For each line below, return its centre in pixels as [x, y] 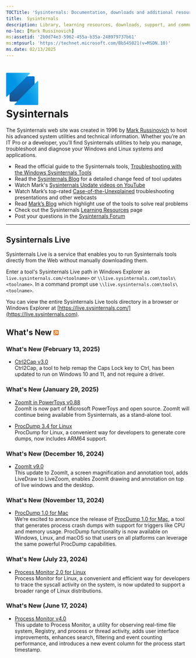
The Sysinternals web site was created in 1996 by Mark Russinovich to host [97, 130]
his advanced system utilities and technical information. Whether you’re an [96, 136]
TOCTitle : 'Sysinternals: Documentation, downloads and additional [90, 12]
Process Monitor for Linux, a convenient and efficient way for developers [102, 578]
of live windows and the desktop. [54, 485]
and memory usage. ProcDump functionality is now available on [91, 532]
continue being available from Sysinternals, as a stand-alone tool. [93, 414]
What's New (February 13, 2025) [53, 349]
